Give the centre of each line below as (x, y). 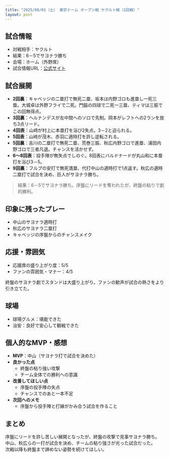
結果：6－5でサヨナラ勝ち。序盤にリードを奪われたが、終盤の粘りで (89, 185)
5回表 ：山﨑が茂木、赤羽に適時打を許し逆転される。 (67, 137)
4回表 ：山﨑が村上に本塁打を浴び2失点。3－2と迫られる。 (73, 130)
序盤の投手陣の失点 (40, 387)
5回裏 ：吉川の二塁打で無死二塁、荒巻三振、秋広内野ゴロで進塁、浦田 (85, 143)
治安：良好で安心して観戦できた (46, 325)
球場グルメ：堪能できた (37, 319)
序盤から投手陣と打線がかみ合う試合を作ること (69, 406)
